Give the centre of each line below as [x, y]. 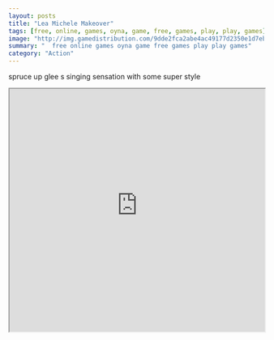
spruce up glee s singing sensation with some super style [105, 76]
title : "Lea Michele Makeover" [61, 23]
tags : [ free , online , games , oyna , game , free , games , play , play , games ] [137, 31]
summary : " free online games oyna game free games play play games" [130, 46]
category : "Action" [41, 53]
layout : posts [32, 16]
